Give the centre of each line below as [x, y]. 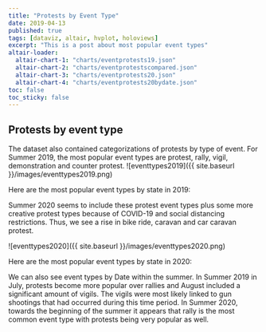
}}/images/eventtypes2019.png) [61, 174]
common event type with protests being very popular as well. [109, 319]
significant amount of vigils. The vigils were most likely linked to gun [120, 294]
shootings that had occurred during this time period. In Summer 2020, [123, 302]
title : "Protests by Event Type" [64, 16]
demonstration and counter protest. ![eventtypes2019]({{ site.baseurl [121, 166]
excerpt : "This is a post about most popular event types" [108, 45]
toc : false [26, 90]
